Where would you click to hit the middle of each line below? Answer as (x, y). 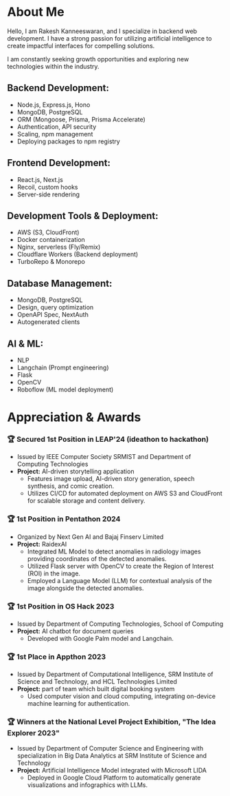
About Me (36, 12)
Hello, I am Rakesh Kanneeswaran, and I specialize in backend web (102, 31)
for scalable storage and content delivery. (86, 501)
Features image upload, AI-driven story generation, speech (111, 479)
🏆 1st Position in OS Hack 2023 (61, 606)
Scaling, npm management (55, 134)
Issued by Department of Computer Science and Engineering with (110, 748)
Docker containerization (51, 240)
